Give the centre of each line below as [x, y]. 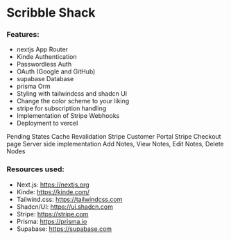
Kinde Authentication [46, 57]
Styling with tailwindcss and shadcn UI [72, 94]
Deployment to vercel [47, 123]
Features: [23, 35]
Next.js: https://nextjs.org [53, 185]
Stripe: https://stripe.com [52, 214]
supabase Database [45, 79]
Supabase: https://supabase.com [64, 229]
